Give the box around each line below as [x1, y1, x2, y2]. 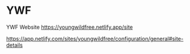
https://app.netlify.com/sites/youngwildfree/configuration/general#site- [6, 35, 184, 42]
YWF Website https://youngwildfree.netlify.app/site [6, 23, 133, 31]
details [6, 41, 23, 49]
